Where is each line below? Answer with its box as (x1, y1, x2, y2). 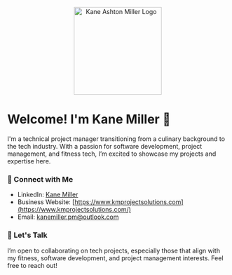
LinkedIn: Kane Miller (17, 190, 79, 199)
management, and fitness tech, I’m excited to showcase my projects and (7, 149, 217, 158)
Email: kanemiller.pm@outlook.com (17, 213, 119, 221)
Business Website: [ (17, 198, 75, 206)
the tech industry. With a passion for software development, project (7, 142, 203, 150)
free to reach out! (7, 261, 57, 269)
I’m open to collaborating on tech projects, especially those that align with (7, 246, 221, 255)
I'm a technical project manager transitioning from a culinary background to (7, 134, 226, 143)
